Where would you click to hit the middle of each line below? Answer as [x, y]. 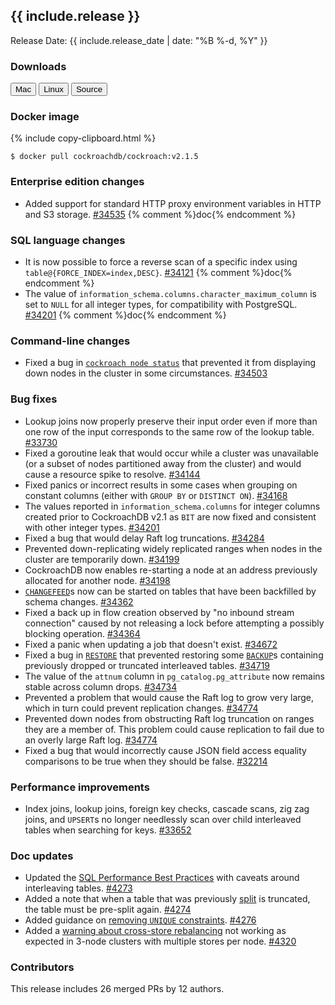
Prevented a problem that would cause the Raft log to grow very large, [169, 697]
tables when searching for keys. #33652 [108, 830]
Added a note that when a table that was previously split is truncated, [167, 899]
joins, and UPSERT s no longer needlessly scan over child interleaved [163, 819]
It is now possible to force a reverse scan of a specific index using [161, 262]
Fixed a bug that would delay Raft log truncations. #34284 [144, 538]
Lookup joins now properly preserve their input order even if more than [171, 421]
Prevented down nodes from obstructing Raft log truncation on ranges [169, 718]
